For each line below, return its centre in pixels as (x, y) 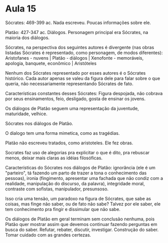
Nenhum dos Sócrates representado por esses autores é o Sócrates (75, 73)
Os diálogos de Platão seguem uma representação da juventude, (72, 108)
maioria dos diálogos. (27, 38)
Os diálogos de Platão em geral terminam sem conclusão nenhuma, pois (80, 219)
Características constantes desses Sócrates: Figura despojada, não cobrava (84, 93)
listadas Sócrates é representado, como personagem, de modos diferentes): (84, 53)
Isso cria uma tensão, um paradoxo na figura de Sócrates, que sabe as (78, 198)
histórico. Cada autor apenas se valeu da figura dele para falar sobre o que (83, 78)
